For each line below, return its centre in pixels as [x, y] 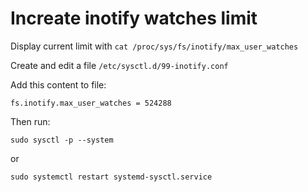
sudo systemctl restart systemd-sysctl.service [111, 177]
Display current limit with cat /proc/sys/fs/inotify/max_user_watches [154, 46]
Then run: [30, 121]
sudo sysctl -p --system [62, 140]
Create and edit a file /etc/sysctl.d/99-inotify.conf [119, 65]
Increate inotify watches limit [134, 18]
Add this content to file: [58, 84]
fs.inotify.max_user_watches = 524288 [91, 103]
